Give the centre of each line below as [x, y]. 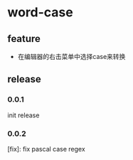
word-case [40, 12]
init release [23, 115]
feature [24, 39]
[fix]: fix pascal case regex [46, 149]
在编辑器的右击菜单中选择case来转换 [71, 57]
